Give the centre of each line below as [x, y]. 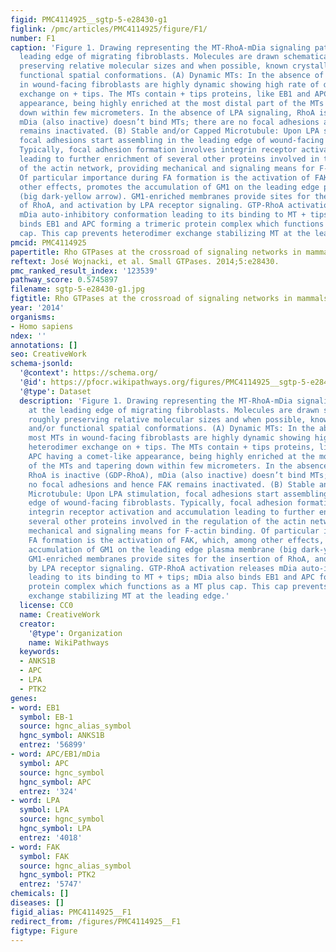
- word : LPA [35, 801]
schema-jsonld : [42, 364]
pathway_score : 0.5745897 [64, 280]
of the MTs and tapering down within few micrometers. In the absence [178, 466]
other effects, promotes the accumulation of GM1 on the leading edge [169, 187]
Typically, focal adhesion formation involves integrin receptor [158, 150]
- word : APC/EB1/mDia [55, 754]
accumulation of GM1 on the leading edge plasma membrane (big [163, 549]
